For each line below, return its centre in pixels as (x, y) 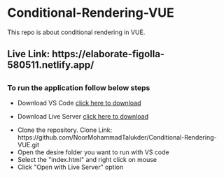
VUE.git (28, 145)
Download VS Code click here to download (79, 103)
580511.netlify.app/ (51, 65)
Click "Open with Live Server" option (70, 167)
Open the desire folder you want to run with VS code (93, 152)
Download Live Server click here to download (83, 117)
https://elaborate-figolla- (108, 54)
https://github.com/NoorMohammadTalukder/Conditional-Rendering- (117, 138)
